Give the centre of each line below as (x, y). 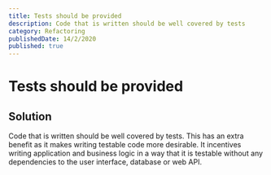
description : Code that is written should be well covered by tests (127, 24)
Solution (30, 116)
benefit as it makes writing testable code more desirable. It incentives (125, 145)
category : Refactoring (47, 31)
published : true (36, 46)
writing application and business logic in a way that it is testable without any (135, 153)
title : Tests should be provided (65, 16)
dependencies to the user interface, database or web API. (105, 162)
